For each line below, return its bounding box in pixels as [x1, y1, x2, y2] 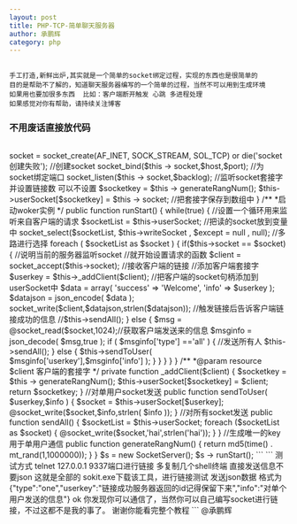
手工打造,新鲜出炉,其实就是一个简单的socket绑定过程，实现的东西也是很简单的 [9, 72, 258, 81]
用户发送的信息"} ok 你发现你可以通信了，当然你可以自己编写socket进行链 [9, 493, 278, 505]
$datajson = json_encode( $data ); [9, 292, 135, 303]
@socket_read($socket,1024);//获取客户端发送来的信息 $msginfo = [9, 325, 253, 335]
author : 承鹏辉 [9, 29, 61, 38]
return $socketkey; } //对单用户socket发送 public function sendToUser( [9, 386, 268, 397]
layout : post [9, 12, 57, 22]
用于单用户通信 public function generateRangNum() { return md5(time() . [9, 438, 273, 449]
